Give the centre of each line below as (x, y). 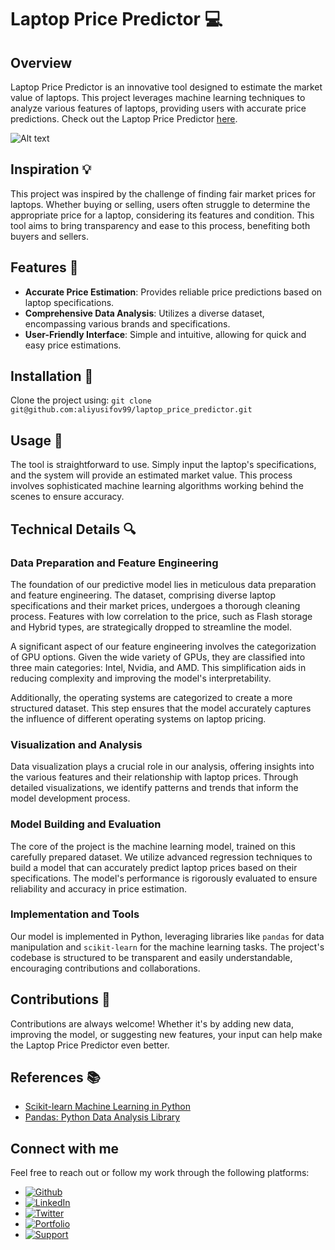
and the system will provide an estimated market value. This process (151, 475)
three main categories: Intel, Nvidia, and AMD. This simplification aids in (158, 667)
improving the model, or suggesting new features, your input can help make (166, 1034)
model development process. (70, 798)
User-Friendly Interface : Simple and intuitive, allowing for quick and (165, 334)
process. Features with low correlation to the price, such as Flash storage (161, 616)
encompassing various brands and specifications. (127, 323)
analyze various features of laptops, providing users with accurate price (158, 108)
